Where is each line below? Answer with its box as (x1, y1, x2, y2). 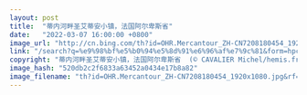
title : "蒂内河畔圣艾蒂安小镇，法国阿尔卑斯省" (9, 22, 174, 31)
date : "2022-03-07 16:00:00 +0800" (9, 30, 153, 39)
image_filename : (9, 72, 71, 81)
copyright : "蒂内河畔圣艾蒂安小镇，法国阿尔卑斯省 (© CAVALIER (9, 55, 235, 64)
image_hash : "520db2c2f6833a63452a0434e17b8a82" (9, 64, 198, 73)
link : (9, 47, 30, 56)
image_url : (9, 38, 51, 48)
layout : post (9, 13, 59, 23)
